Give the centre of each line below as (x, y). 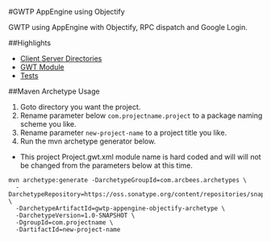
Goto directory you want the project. (80, 107)
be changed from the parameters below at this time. (106, 165)
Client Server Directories (61, 58)
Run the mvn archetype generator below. (88, 141)
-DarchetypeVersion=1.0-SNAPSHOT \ (75, 215)
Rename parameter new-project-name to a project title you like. (123, 133)
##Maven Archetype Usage (54, 91)
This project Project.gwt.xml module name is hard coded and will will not (140, 157)
